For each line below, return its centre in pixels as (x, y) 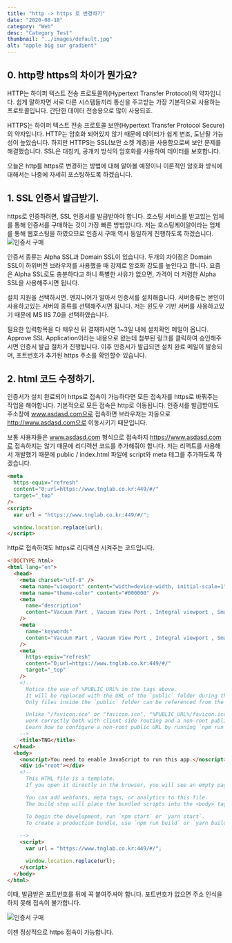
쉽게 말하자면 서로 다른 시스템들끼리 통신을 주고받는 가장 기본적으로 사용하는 (118, 101)
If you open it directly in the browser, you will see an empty (120, 785)
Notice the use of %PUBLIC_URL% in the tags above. (101, 689)
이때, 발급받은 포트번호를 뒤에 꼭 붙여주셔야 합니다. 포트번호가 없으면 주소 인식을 (115, 894)
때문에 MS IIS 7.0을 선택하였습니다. (61, 314)
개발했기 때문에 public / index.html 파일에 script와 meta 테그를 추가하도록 (115, 455)
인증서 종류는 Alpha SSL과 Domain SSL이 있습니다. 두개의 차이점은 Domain (110, 257)
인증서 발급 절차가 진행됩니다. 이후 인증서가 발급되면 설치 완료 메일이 (112, 347)
